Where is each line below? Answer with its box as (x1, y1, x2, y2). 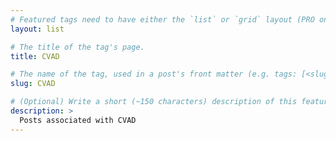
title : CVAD (10, 51, 60, 61)
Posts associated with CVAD (19, 115, 137, 125)
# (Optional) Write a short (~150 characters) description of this (10, 97, 298, 107)
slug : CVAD (10, 79, 56, 89)
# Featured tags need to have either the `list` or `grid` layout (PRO (10, 14, 315, 25)
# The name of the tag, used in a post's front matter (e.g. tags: (10, 69, 298, 80)
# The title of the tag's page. (10, 42, 145, 52)
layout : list (10, 24, 65, 34)
